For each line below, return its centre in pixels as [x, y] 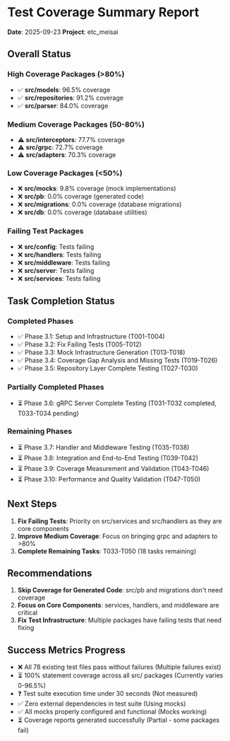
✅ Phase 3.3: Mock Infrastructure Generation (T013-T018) [101, 352]
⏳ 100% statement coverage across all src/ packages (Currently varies [120, 675]
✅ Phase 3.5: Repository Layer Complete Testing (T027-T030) [108, 368]
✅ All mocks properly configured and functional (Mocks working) [112, 712]
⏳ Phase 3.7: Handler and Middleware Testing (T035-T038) [103, 447]
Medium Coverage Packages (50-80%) [76, 124]
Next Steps [32, 504]
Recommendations [50, 573]
